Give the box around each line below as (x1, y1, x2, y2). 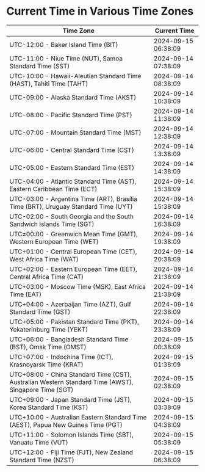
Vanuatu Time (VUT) (9, 438, 68, 446)
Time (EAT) (9, 290, 41, 299)
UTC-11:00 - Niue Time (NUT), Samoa (9, 54, 123, 62)
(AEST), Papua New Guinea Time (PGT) (9, 420, 123, 429)
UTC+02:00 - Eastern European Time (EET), (9, 264, 137, 273)
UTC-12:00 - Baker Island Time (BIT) (9, 40, 118, 49)
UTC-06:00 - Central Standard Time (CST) (9, 145, 134, 154)
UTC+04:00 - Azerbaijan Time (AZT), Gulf (9, 300, 131, 308)
